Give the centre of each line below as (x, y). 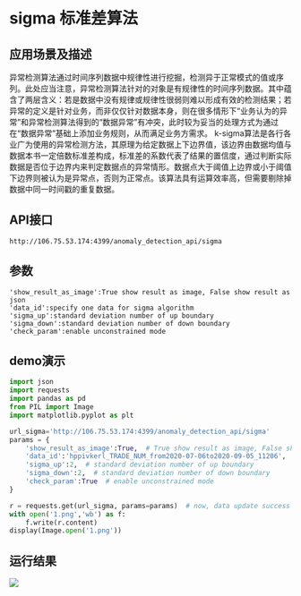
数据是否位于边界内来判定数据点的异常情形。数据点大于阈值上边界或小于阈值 (150, 167)
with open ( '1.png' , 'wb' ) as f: (68, 514)
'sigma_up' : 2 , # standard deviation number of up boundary (140, 465)
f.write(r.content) (62, 523)
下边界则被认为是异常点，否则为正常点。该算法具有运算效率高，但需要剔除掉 (150, 178)
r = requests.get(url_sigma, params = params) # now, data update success (150, 506)
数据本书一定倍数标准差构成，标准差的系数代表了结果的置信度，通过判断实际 (150, 156)
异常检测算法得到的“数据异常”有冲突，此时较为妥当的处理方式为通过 (154, 122)
